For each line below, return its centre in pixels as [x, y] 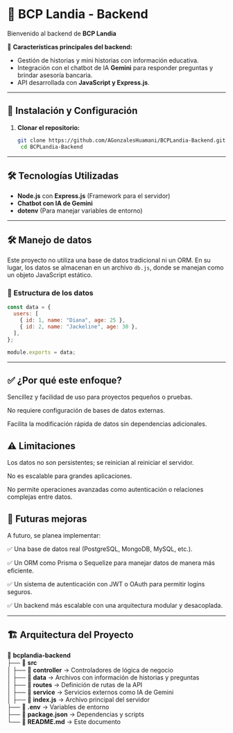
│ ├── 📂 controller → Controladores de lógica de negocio [90, 670]
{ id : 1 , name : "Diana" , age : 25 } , [73, 320]
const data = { [29, 307]
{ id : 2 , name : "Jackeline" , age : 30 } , [79, 327]
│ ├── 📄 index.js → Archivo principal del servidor [79, 699]
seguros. [20, 592]
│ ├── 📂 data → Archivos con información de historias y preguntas [103, 677]
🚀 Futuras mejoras [47, 519]
